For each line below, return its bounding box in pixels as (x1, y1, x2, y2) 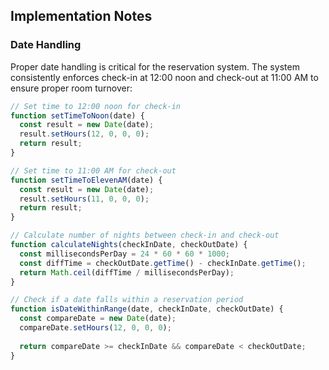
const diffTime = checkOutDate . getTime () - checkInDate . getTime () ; (19, 258, 307, 268)
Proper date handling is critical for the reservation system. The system (10, 60, 300, 73)
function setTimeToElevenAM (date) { (10, 175, 163, 185)
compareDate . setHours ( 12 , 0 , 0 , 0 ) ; (19, 323, 172, 333)
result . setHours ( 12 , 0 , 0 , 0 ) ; (19, 129, 150, 139)
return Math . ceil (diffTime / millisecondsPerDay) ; (19, 267, 235, 278)
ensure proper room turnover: (10, 82, 133, 94)
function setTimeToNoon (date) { (10, 110, 145, 121)
